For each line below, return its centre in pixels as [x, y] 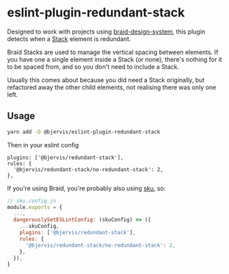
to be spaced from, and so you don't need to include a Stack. [93, 66]
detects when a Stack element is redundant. [69, 38]
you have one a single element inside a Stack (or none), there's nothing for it [114, 59]
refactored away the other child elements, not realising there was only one [112, 87]
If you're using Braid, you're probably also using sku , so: [86, 188]
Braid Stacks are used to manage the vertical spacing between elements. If [113, 52]
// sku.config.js [32, 201]
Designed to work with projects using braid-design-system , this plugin [106, 32]
